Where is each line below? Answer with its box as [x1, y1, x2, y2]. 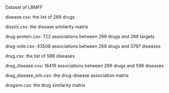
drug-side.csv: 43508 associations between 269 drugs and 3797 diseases [5, 43, 161, 49]
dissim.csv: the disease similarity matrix [5, 24, 89, 30]
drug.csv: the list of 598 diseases [5, 53, 75, 59]
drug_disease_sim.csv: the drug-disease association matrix [5, 72, 129, 78]
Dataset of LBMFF [5, 5, 43, 10]
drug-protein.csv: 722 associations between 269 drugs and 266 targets [5, 34, 155, 39]
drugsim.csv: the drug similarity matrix [5, 82, 86, 88]
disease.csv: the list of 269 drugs [5, 14, 75, 20]
